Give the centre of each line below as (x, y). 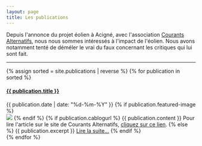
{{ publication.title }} (33, 91)
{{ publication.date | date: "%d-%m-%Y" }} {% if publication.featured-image (101, 104)
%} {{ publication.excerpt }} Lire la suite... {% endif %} (74, 130)
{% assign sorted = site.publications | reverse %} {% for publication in (93, 71)
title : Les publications (37, 17)
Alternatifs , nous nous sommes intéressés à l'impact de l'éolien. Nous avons (101, 41)
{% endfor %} (23, 137)
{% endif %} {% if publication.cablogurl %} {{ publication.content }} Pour (104, 118)
